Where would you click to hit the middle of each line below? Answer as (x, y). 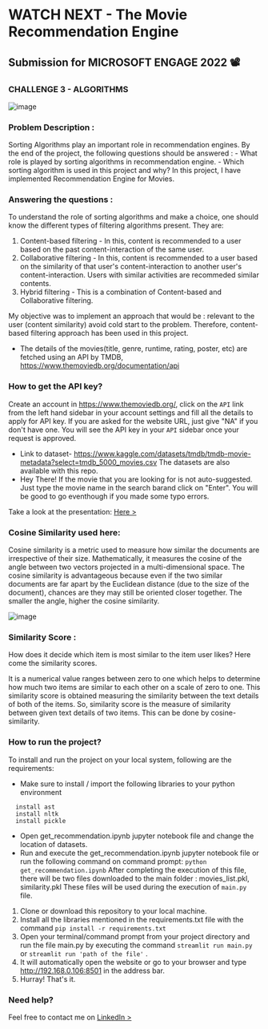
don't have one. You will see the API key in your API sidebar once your (124, 430)
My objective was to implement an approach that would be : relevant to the (132, 316)
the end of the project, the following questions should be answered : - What (133, 153)
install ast (36, 807)
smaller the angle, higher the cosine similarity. (84, 601)
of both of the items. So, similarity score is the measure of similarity (120, 704)
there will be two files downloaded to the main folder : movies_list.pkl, (134, 878)
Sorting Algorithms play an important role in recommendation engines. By (129, 145)
